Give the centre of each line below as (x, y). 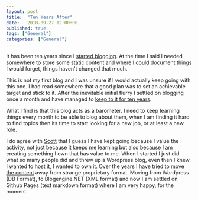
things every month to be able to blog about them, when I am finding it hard (98, 117)
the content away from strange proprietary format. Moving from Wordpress (98, 172)
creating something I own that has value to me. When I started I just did (93, 154)
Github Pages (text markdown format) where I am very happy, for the (90, 185)
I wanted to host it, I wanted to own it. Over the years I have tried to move (95, 166)
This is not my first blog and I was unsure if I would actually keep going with (98, 80)
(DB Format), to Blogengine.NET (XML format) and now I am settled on (92, 179)
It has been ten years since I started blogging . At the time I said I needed (94, 56)
